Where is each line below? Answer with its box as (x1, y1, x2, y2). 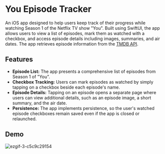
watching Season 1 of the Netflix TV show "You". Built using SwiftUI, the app (5, 25, 160, 31)
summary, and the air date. (12, 100, 67, 106)
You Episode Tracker (5, 3, 92, 15)
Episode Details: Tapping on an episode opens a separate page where (12, 89, 157, 95)
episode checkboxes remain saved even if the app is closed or (12, 110, 140, 116)
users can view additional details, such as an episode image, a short (12, 95, 152, 101)
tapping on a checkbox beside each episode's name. (12, 84, 120, 90)
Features (5, 55, 33, 64)
